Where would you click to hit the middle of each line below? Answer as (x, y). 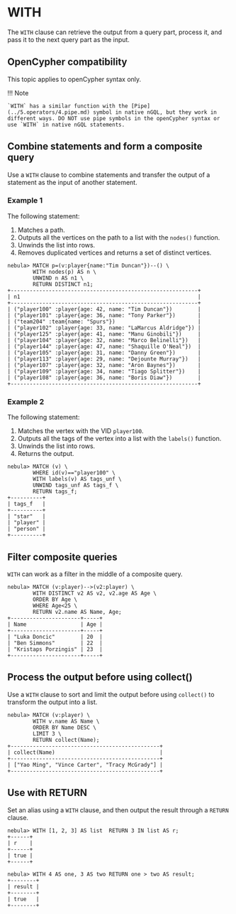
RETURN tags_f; (55, 491)
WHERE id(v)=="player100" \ (74, 473)
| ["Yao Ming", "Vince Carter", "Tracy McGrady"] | (85, 765)
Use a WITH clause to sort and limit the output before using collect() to (111, 694)
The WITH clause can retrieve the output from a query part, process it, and (115, 32)
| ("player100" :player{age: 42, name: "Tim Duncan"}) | (104, 309)
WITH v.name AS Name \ (66, 721)
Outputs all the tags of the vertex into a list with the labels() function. (119, 439)
